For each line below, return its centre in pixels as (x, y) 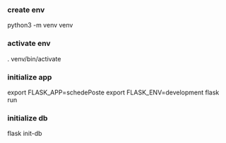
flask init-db (25, 133)
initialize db (28, 118)
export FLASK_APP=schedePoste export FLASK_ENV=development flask (113, 92)
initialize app (30, 77)
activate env (29, 44)
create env (26, 10)
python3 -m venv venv (40, 25)
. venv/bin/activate (34, 58)
